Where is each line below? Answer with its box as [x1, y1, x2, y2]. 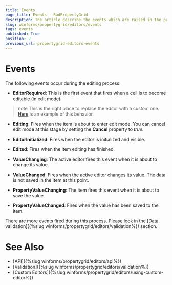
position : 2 [5, 36, 31, 42]
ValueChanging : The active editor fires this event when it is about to [12, 156, 157, 162]
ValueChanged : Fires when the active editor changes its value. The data [12, 172, 166, 178]
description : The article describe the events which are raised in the [5, 17, 161, 22]
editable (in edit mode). [12, 96, 62, 102]
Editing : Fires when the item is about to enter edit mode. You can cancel [12, 121, 165, 127]
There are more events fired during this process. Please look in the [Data [5, 218, 159, 224]
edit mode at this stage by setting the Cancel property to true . [12, 126, 144, 132]
